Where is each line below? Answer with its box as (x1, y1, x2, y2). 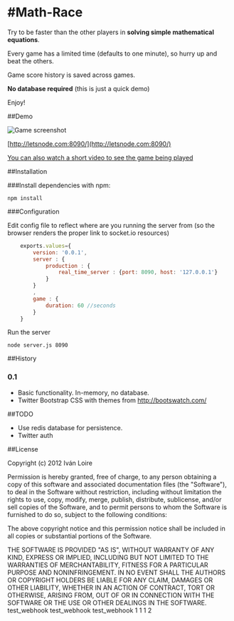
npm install (7, 194, 43, 202)
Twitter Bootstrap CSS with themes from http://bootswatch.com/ (17, 396, 207, 405)
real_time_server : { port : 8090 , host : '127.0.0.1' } (58, 268, 218, 276)
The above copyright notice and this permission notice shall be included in (7, 524, 225, 533)
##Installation (7, 167, 48, 175)
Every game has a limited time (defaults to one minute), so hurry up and (7, 49, 218, 58)
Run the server (7, 328, 51, 337)
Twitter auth (17, 431, 53, 439)
